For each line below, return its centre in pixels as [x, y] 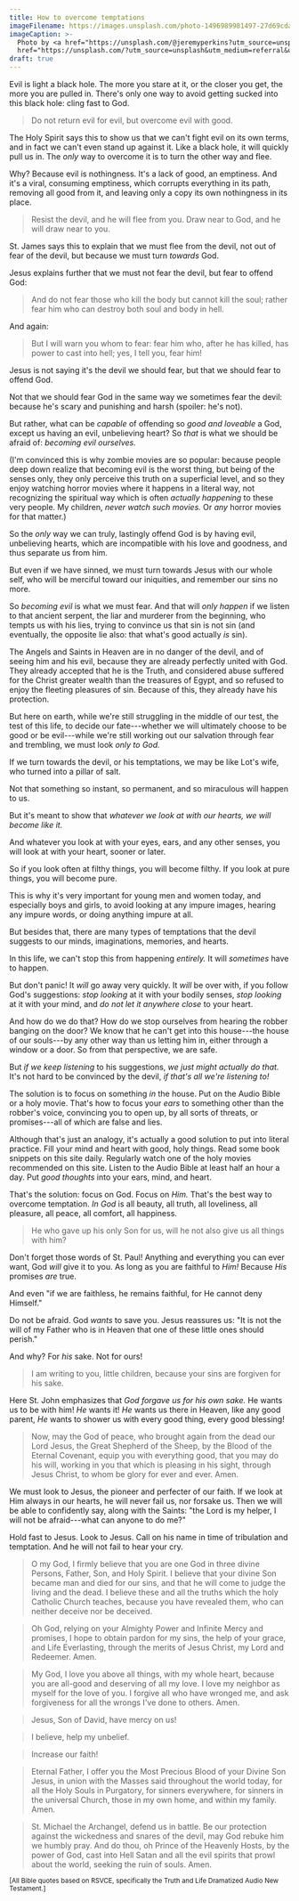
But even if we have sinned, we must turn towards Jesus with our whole [141, 570]
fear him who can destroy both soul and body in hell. [127, 309]
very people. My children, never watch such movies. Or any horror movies [145, 507]
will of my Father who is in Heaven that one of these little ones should [137, 1329]
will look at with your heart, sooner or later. [88, 852]
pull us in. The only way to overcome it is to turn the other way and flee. [141, 156]
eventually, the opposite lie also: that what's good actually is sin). [128, 634]
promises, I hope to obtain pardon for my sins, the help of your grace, [158, 1638]
